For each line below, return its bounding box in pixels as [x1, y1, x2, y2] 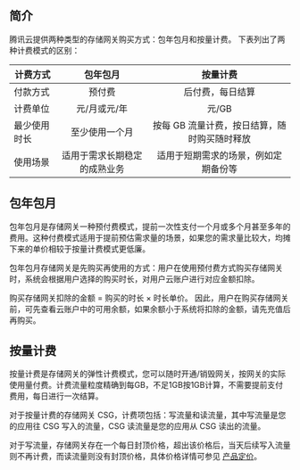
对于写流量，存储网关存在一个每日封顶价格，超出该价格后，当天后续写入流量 [9, 440, 291, 450]
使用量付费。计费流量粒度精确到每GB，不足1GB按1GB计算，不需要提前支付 [9, 380, 284, 391]
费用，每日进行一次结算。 [9, 391, 104, 401]
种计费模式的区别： [9, 45, 80, 55]
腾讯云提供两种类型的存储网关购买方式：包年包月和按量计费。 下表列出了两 [9, 34, 286, 45]
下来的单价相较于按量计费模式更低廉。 [9, 243, 150, 254]
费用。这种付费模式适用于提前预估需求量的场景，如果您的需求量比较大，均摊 [9, 232, 291, 243]
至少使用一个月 [70, 126, 134, 138]
